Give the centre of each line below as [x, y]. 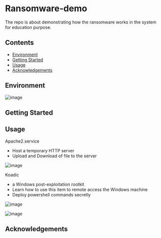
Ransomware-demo [46, 9]
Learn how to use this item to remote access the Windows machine [80, 190]
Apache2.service [22, 141]
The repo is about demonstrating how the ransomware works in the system [81, 22]
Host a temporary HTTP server [43, 150]
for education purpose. [28, 27]
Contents [20, 43]
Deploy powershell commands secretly [51, 194]
